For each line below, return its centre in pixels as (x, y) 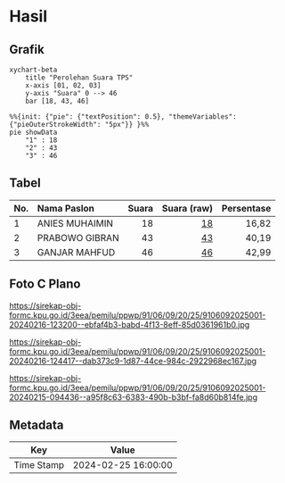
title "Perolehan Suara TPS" (79, 78)
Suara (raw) (187, 208)
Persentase (246, 208)
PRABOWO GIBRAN (78, 237)
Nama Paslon (66, 208)
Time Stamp (39, 465)
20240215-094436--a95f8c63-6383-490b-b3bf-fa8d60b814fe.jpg (134, 397)
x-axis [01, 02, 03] (63, 86)
